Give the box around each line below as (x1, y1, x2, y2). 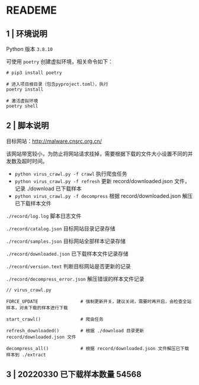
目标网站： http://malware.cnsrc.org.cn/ (6, 137, 102, 145)
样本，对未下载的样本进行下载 (6, 304, 68, 311)
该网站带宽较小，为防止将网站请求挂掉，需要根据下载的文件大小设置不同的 (6, 150, 188, 157)
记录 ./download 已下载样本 (14, 185, 82, 192)
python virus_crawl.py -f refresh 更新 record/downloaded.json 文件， (14, 177, 190, 184)
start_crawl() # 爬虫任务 (6, 316, 104, 322)
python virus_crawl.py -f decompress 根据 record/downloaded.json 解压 (14, 192, 193, 199)
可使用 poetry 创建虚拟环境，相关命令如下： (6, 58, 114, 65)
